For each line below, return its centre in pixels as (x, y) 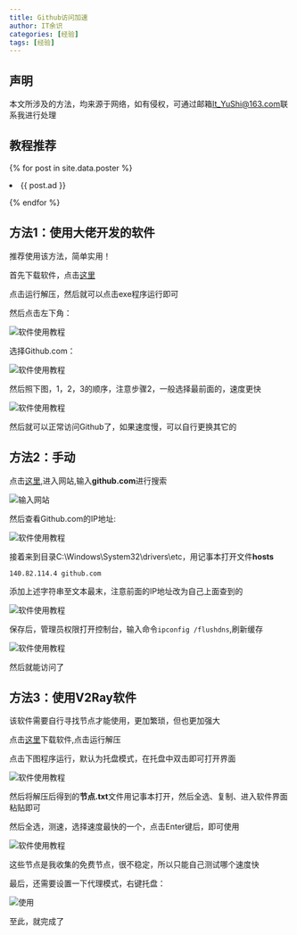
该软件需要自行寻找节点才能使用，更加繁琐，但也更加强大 (115, 721)
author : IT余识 (36, 26)
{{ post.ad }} (44, 185)
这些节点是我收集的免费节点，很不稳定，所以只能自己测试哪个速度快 (134, 865)
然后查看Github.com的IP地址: (62, 518)
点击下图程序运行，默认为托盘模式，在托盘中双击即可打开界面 (123, 758)
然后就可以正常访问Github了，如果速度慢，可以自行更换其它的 (123, 426)
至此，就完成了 (37, 922)
